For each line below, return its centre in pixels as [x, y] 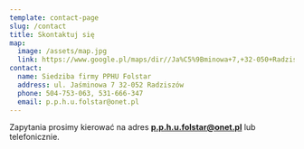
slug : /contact [38, 26]
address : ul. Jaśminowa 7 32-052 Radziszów [100, 85]
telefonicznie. [35, 137]
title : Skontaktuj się [52, 34]
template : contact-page [54, 18]
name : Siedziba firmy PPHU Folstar [85, 77]
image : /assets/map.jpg [62, 51]
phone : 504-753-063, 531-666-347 [81, 93]
